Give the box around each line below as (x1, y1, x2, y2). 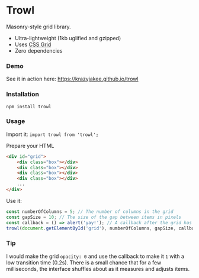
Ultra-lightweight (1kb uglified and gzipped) (14, 34, 121, 41)
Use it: (6, 197, 22, 204)
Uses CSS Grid (14, 41, 52, 48)
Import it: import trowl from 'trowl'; (6, 131, 99, 138)
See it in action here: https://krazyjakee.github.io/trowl (6, 75, 139, 83)
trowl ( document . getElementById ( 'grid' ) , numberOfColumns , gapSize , (6, 225, 176, 231)
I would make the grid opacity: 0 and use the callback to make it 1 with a (6, 253, 185, 260)
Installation (6, 90, 40, 98)
